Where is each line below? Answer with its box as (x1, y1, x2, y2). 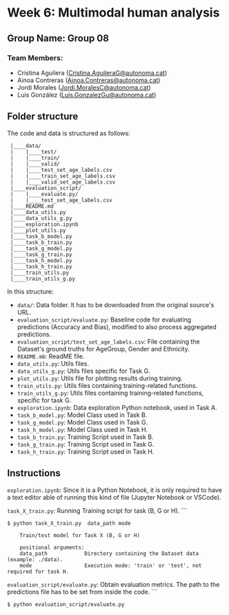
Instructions (7, 467, 61, 479)
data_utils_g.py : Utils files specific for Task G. (17, 367, 150, 375)
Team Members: (7, 53, 63, 63)
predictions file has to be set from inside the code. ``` (7, 587, 158, 596)
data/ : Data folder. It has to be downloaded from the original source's (17, 300, 215, 309)
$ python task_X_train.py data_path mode (7, 520, 131, 527)
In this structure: (7, 287, 54, 295)
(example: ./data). (7, 556, 63, 563)
